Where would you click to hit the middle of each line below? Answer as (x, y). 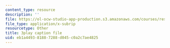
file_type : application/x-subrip (40, 24)
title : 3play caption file (34, 33)
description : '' (22, 14)
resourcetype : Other (27, 28)
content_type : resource (30, 10)
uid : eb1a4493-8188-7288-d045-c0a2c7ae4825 (52, 38)
